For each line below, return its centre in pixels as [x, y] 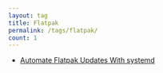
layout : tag [28, 15]
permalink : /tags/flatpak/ [53, 30]
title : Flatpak [34, 23]
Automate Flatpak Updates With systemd [87, 60]
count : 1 [23, 38]
